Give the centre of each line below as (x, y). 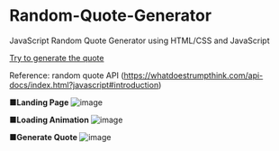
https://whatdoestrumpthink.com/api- (193, 75)
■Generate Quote (44, 137)
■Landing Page (39, 102)
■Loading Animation (49, 120)
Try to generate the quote (57, 58)
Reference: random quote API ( (67, 75)
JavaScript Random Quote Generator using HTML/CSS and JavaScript (139, 40)
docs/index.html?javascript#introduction (84, 84)
